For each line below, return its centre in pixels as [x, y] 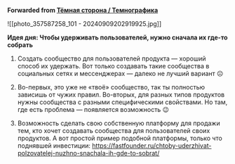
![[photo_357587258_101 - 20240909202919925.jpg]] [85, 24]
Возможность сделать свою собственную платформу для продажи [119, 123]
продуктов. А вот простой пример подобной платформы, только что [120, 138]
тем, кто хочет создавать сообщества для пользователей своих [114, 131]
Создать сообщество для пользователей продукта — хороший [112, 58]
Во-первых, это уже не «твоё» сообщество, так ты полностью [111, 87]
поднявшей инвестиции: [54, 146]
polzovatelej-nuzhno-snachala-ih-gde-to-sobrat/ [88, 153]
